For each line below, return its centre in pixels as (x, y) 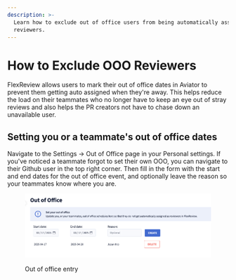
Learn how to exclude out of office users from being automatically (116, 22)
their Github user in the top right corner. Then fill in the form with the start (113, 169)
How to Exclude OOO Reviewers (102, 65)
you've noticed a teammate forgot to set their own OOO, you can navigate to (118, 161)
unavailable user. (32, 115)
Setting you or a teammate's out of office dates (112, 137)
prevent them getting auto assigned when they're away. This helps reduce (115, 92)
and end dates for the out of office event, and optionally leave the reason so (117, 177)
